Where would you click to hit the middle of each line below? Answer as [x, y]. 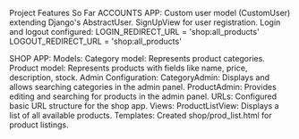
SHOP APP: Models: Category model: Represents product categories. [137, 58]
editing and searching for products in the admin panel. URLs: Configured [143, 96]
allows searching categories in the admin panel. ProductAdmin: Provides [143, 87]
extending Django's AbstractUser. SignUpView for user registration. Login [145, 22]
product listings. [39, 125]
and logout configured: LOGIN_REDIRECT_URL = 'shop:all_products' [134, 32]
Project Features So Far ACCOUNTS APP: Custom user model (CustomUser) [150, 13]
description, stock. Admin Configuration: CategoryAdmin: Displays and [140, 78]
